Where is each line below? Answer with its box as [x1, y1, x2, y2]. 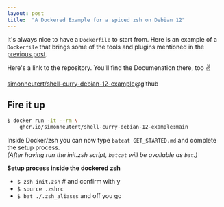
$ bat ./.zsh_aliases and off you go [16, 192, 122, 200]
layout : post [7, 10, 45, 17]
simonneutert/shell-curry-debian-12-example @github [7, 80, 159, 88]
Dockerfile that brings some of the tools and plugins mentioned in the [7, 42, 204, 51]
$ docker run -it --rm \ [7, 117, 78, 124]
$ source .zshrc [16, 186, 64, 193]
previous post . [7, 49, 48, 58]
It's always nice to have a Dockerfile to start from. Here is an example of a [7, 35, 218, 43]
